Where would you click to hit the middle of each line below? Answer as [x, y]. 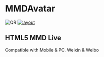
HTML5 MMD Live [33, 38]
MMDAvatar [30, 9]
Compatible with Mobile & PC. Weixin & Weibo [52, 50]
